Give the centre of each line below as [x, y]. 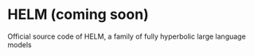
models [20, 44]
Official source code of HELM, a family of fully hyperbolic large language [127, 36]
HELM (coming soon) [78, 15]
